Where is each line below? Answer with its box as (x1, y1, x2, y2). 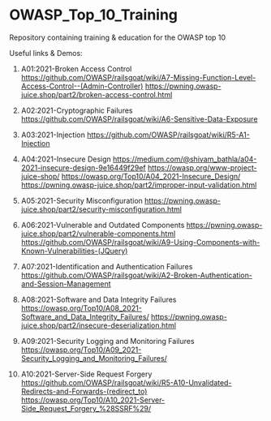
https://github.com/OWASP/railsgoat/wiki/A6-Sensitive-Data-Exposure (20, 114, 258, 123)
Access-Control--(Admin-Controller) (20, 81, 144, 91)
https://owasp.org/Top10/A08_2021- (20, 303, 143, 313)
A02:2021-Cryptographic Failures (20, 105, 133, 115)
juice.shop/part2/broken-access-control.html (20, 89, 173, 99)
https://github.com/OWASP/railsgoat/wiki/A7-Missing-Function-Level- (20, 72, 256, 82)
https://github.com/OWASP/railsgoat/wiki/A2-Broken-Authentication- (20, 270, 252, 280)
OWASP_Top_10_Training (9, 6, 178, 24)
